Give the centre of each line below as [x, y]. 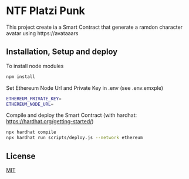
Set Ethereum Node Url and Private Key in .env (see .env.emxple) [85, 88]
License [21, 156]
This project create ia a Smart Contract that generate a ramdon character [95, 27]
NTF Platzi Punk [45, 11]
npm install [21, 77]
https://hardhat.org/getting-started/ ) [50, 121]
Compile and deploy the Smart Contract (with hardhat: [72, 115]
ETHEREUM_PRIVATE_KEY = [34, 99]
